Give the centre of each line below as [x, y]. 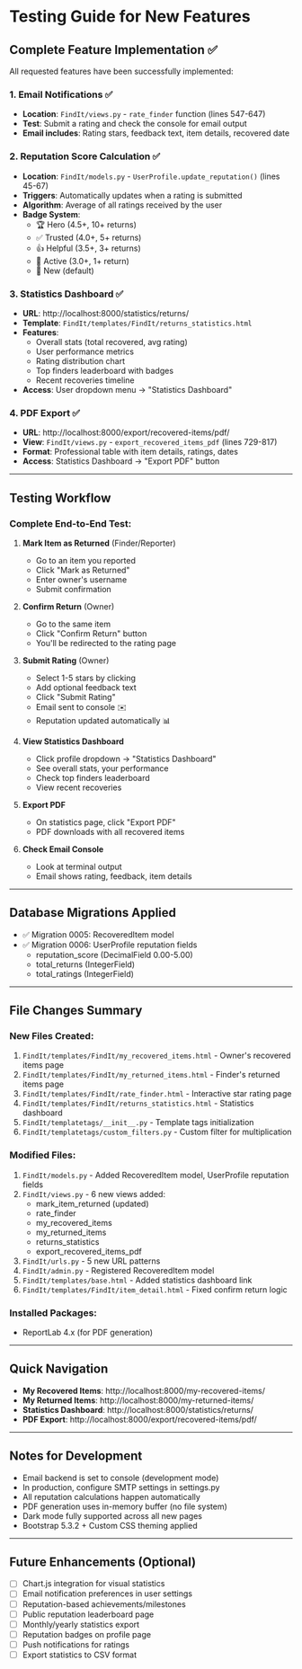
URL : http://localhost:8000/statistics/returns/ [106, 313]
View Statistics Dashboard [73, 741]
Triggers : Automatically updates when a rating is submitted [132, 195]
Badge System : [51, 214]
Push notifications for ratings [76, 1644]
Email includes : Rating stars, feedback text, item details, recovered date [156, 133]
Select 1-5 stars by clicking [86, 678]
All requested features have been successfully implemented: [121, 71]
